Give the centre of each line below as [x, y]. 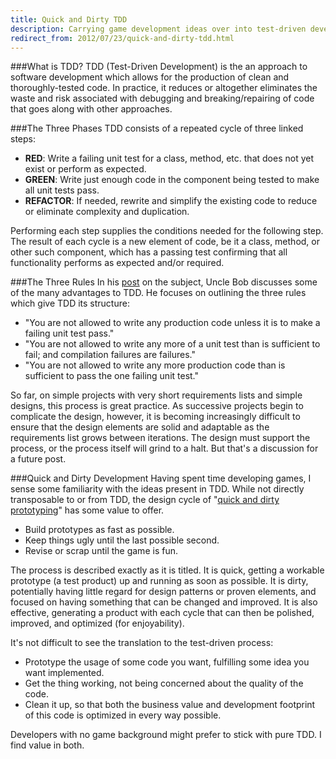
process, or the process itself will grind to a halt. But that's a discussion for [164, 448]
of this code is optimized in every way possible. [123, 715]
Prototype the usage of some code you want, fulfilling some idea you [167, 662]
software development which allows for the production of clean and [150, 77]
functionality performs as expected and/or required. [117, 263]
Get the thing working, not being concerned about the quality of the [164, 683]
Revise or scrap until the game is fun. [101, 551]
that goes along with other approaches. [91, 109]
